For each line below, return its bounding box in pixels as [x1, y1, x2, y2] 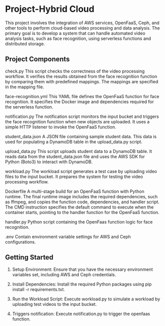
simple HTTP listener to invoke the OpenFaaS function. [5, 124, 117, 130]
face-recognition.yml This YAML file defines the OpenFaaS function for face [5, 93, 160, 99]
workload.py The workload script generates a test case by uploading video [5, 168, 157, 174]
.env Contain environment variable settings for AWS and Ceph [5, 233, 131, 240]
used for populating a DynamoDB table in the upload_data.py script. [5, 139, 143, 145]
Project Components [5, 55, 70, 64]
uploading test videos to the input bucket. [12, 301, 97, 307]
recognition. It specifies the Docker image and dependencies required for [5, 99, 154, 105]
